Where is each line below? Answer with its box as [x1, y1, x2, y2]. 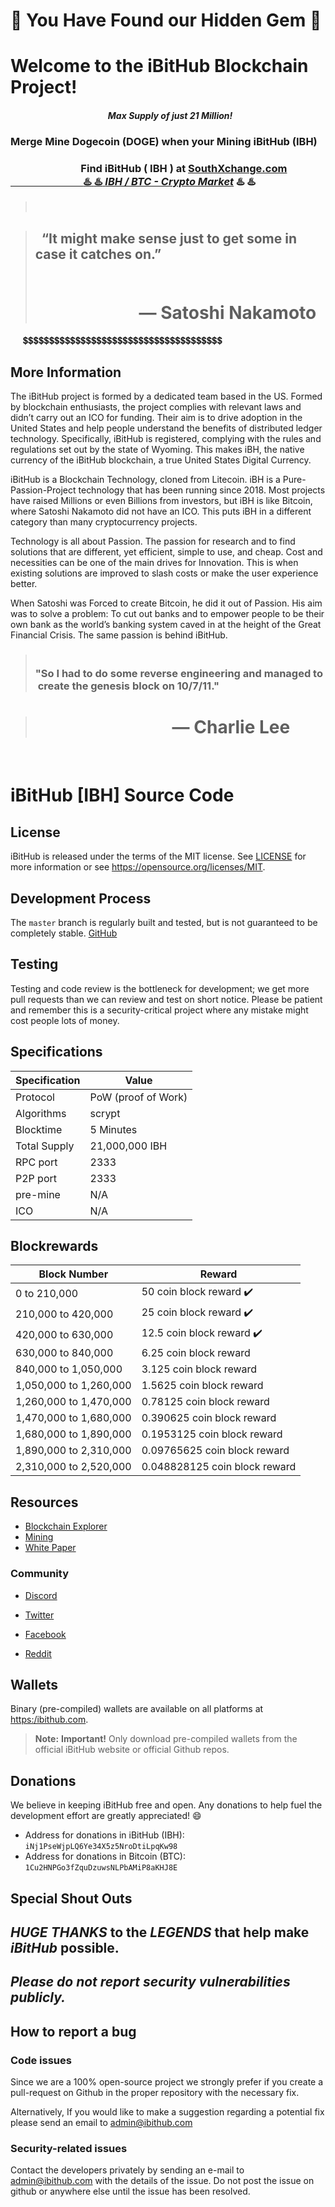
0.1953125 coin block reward [141, 1427, 283, 1441]
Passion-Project [10, 484, 77, 496]
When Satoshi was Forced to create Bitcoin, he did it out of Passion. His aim [10, 597, 323, 609]
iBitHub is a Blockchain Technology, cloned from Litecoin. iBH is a [10, 474, 281, 486]
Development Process [10, 890, 152, 907]
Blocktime [15, 1122, 63, 1136]
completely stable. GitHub [10, 927, 118, 939]
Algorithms [15, 1106, 67, 1120]
